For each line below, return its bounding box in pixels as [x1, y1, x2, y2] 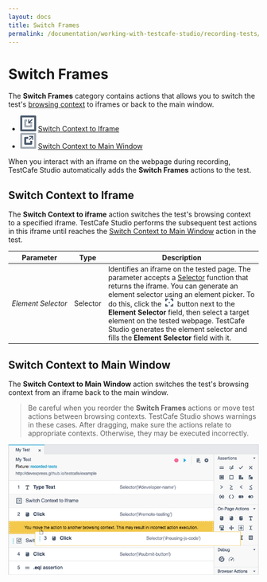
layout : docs [8, 13, 52, 21]
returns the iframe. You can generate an [108, 281, 238, 291]
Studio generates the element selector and [108, 324, 248, 334]
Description [161, 252, 202, 262]
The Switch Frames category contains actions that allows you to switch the [8, 92, 256, 101]
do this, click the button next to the [108, 299, 236, 308]
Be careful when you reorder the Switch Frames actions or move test [27, 403, 255, 413]
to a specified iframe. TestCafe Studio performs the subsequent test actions [8, 218, 257, 228]
